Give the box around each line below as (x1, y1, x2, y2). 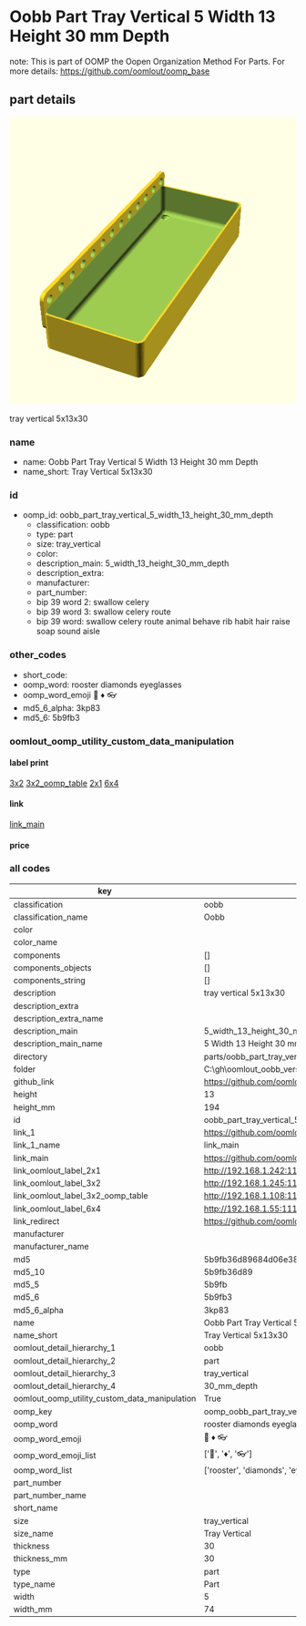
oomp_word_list (13, 1465, 73, 1476)
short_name (13, 1502, 58, 1514)
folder (13, 1064, 36, 1075)
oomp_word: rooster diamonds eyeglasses (22, 679, 182, 690)
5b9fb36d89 (203, 1266, 253, 1277)
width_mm (13, 1604, 53, 1615)
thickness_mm (13, 1553, 68, 1564)
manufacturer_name (13, 1241, 89, 1252)
